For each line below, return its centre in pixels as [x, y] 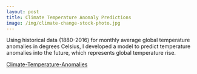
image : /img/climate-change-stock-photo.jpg [63, 23]
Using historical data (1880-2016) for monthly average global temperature [98, 40]
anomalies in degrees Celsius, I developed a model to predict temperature [98, 46]
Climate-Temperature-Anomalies [47, 64]
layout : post [23, 12]
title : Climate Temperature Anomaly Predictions [69, 17]
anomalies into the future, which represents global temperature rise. [91, 53]
